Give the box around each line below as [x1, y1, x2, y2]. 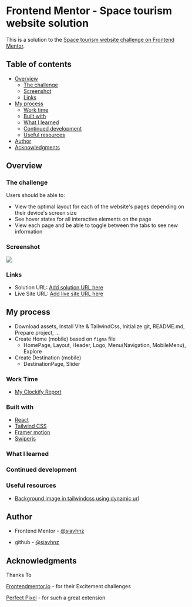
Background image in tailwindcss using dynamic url [14, 495, 140, 502]
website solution [6, 16, 89, 30]
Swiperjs [14, 435, 36, 442]
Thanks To [6, 572, 32, 579]
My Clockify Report [14, 388, 62, 395]
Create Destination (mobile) [14, 354, 82, 361]
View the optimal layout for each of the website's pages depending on [14, 203, 185, 210]
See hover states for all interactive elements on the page [14, 216, 151, 223]
